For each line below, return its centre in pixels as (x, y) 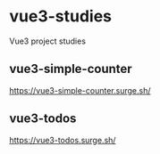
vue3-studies (61, 16)
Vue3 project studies (48, 41)
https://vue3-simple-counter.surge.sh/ (80, 90)
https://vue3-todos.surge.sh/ (63, 140)
